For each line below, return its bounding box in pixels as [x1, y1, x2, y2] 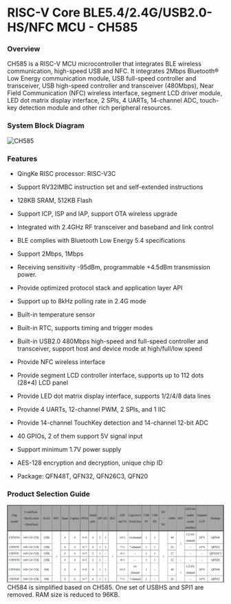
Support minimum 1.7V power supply [16, 445, 122, 454]
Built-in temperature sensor [16, 310, 96, 319]
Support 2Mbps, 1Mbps [16, 250, 84, 258]
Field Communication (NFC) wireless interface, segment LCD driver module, [7, 89, 223, 97]
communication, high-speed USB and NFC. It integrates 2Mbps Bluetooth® [7, 67, 219, 75]
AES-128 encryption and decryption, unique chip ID [16, 459, 163, 467]
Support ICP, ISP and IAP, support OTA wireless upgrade [16, 210, 177, 218]
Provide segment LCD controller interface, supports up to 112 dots [16, 371, 204, 380]
